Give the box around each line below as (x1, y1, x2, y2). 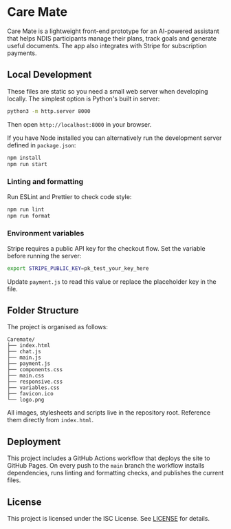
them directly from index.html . (7, 416, 94, 424)
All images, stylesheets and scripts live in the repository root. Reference (7, 408, 211, 417)
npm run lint (7, 206, 45, 213)
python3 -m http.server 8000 (7, 107, 91, 114)
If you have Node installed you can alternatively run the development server (7, 134, 222, 142)
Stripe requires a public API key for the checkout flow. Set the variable (7, 244, 206, 252)
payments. (7, 49, 37, 57)
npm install (7, 154, 41, 161)
